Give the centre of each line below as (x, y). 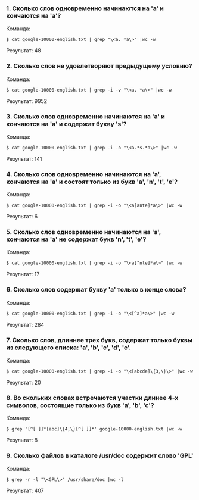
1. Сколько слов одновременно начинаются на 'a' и (85, 8)
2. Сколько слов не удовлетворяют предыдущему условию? (99, 66)
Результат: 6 (22, 217)
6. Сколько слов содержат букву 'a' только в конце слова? (96, 290)
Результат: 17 (23, 274)
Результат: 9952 (27, 101)
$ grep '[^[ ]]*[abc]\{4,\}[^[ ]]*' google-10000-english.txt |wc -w (94, 429)
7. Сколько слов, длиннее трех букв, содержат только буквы (99, 340)
